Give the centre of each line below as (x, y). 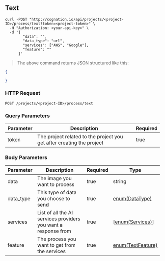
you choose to (54, 199)
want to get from (56, 245)
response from (54, 231)
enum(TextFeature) (135, 245)
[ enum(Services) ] (133, 222)
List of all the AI (55, 213)
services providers (59, 219)
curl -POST (16, 19)
